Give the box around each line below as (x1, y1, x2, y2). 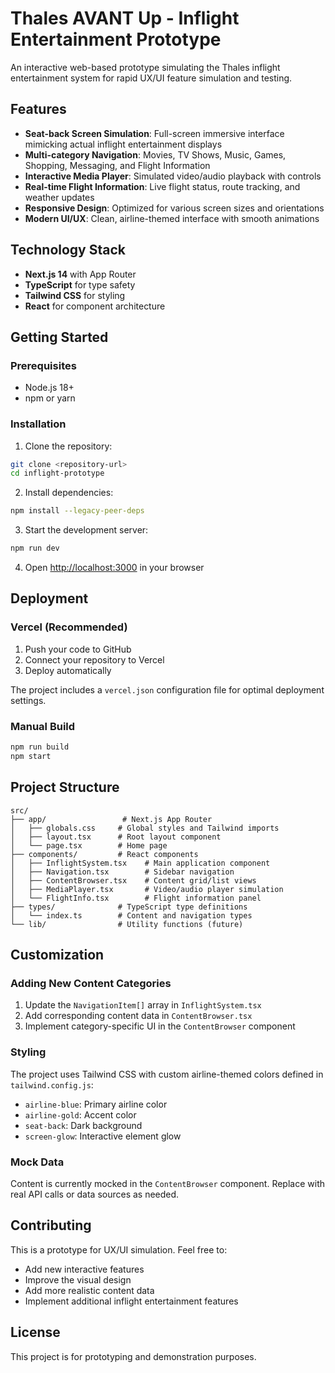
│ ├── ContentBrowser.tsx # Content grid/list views (10, 875, 257, 886)
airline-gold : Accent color (24, 1108, 137, 1121)
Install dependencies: (24, 487, 114, 499)
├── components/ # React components (10, 849, 199, 859)
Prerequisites (10, 358, 77, 372)
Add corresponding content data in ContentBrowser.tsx (24, 1010, 253, 1022)
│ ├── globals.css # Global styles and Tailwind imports (10, 823, 280, 833)
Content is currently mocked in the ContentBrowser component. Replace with (10, 1177, 325, 1189)
